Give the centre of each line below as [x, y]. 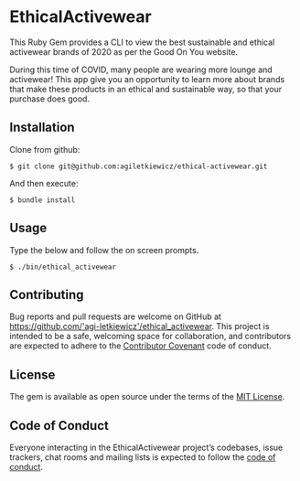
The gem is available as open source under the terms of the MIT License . [147, 397]
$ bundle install [43, 200]
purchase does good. [49, 99]
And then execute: [44, 183]
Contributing [47, 294]
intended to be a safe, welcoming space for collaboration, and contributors [150, 337]
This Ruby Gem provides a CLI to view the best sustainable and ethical [142, 42]
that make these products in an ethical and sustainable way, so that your [145, 89]
